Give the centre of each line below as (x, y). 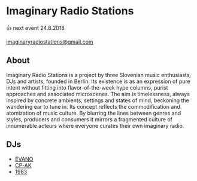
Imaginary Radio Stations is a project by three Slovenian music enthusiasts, (99, 75)
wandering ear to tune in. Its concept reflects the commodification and (93, 106)
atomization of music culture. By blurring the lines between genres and (94, 113)
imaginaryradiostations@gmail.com (50, 42)
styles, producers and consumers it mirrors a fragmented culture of (89, 119)
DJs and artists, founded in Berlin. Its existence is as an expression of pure (98, 81)
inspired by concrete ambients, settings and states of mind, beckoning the (98, 100)
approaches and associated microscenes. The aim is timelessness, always (98, 94)
